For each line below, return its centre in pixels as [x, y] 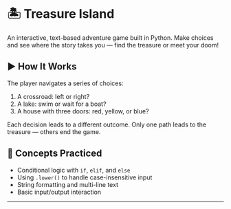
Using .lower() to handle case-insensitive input [85, 177]
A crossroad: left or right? [53, 96]
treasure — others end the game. [54, 131]
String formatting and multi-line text [68, 184]
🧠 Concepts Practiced [55, 154]
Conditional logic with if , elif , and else [74, 170]
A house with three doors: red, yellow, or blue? [83, 111]
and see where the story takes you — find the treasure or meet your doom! [113, 45]
